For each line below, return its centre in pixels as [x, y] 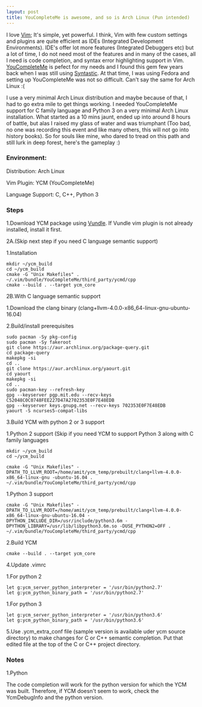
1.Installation [22, 253]
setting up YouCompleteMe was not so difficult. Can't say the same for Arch [101, 80]
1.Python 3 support [30, 494]
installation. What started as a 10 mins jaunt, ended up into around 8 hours [99, 117]
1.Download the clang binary [42, 308]
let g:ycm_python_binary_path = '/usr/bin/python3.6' [75, 621]
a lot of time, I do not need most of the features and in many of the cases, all [101, 54]
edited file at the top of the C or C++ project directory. [73, 644]
